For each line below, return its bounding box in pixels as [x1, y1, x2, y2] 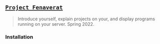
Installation [5, 33, 34, 40]
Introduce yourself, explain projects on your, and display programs [17, 16, 155, 22]
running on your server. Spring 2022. [17, 21, 95, 27]
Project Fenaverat [5, 4, 63, 11]
